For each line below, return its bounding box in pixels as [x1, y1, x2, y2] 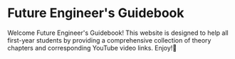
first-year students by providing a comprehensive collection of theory [7, 36, 211, 44]
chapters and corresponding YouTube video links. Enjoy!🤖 [7, 43, 177, 52]
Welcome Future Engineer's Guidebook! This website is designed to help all [7, 28, 229, 37]
